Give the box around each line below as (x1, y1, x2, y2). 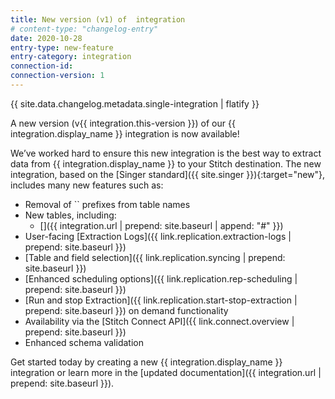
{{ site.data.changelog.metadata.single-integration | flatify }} (10, 97, 260, 110)
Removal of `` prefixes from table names (24, 198, 191, 210)
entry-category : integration (10, 52, 132, 62)
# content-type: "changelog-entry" (10, 24, 159, 34)
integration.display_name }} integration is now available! (10, 127, 240, 140)
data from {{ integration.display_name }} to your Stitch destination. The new (10, 157, 322, 170)
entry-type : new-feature (10, 42, 114, 53)
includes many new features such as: (10, 179, 164, 191)
